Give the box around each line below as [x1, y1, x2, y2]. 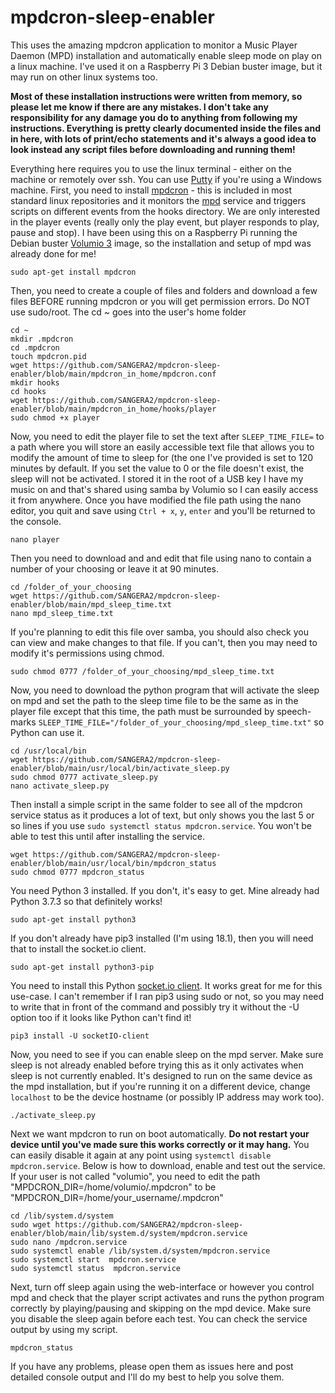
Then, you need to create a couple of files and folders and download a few [10, 284, 318, 296]
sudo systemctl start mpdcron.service [10, 1254, 177, 1265]
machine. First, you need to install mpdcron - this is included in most [10, 184, 292, 196]
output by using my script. [10, 1323, 118, 1335]
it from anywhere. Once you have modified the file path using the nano [10, 494, 302, 506]
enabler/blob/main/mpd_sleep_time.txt [10, 599, 172, 610]
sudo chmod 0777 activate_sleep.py [10, 772, 159, 782]
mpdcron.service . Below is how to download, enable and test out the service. [10, 1159, 326, 1171]
